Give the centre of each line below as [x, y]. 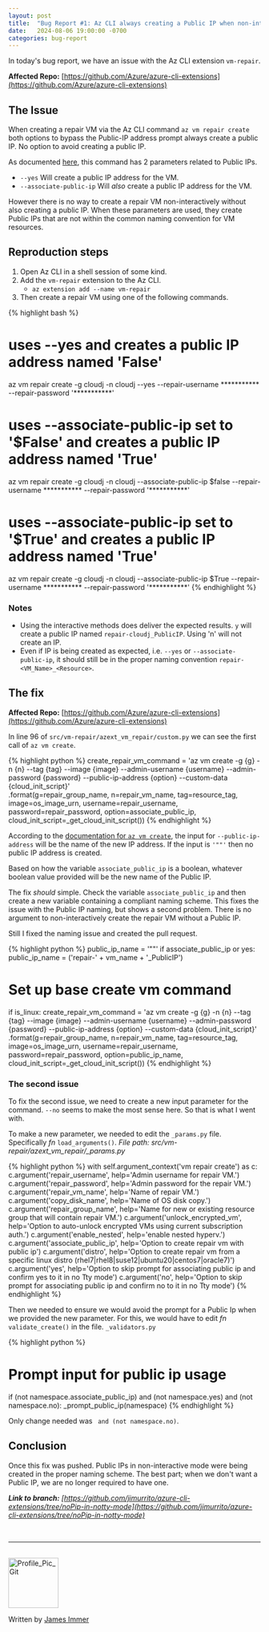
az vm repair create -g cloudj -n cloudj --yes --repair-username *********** [134, 384]
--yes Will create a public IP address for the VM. [99, 178]
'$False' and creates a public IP [114, 442]
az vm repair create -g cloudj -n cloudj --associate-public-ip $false [119, 481]
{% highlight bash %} [44, 313]
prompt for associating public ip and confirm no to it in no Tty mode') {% [128, 1286]
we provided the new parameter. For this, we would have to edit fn [117, 1319]
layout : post [30, 16]
